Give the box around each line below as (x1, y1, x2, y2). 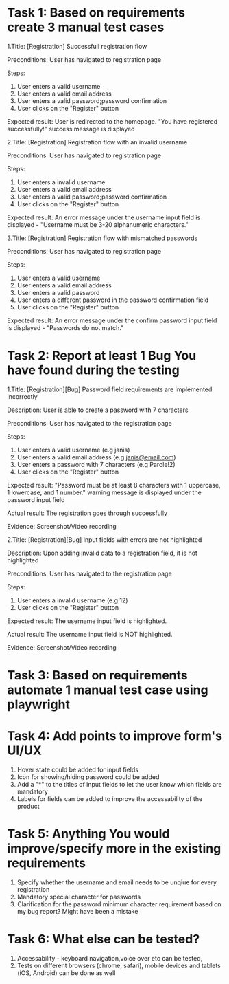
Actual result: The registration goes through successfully (7, 509, 168, 517)
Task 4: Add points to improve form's (7, 728, 223, 744)
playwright (7, 697, 71, 712)
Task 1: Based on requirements (7, 5, 186, 21)
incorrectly (7, 392, 38, 400)
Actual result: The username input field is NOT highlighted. (7, 630, 173, 638)
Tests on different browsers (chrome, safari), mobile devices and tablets (16, 961, 221, 970)
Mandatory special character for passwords (16, 893, 141, 901)
